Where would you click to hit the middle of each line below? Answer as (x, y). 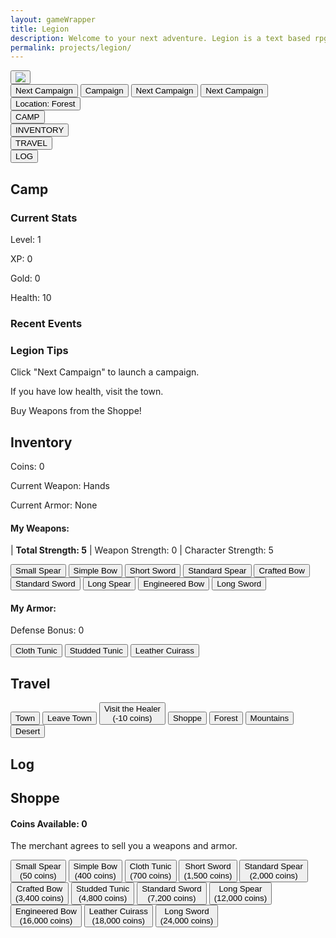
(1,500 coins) (208, 876)
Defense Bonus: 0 (47, 630)
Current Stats (44, 218)
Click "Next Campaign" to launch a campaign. (105, 372)
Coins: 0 (27, 466)
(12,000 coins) (240, 898)
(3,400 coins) (40, 898)
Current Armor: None (54, 505)
